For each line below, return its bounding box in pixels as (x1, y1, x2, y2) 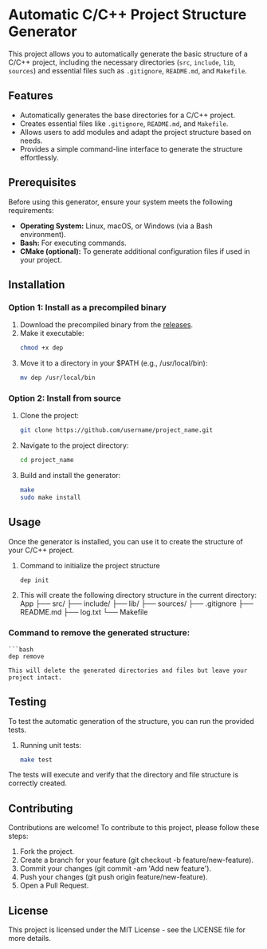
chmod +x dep (19, 344, 64, 352)
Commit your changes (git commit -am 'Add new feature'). (19, 864, 212, 873)
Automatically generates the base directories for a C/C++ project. (19, 110, 236, 120)
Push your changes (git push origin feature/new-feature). (19, 872, 208, 882)
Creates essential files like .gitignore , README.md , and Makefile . (19, 118, 229, 129)
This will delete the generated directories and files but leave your (8, 666, 248, 674)
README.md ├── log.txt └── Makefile (19, 607, 148, 617)
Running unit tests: (19, 740, 82, 749)
